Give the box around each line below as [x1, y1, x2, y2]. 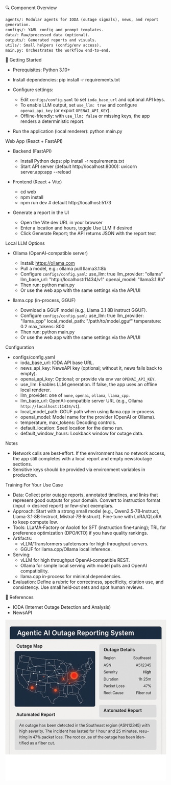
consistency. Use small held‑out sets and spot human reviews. [12, 584, 144, 590]
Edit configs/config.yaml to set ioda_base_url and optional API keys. [20, 97, 165, 102]
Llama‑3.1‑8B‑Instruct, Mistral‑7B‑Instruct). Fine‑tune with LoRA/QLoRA [12, 514, 162, 519]
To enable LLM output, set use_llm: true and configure [20, 102, 137, 108]
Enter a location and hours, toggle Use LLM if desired [20, 225, 133, 231]
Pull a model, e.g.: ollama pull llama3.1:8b [20, 266, 107, 271]
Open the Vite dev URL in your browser [20, 220, 103, 225]
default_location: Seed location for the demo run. [20, 425, 124, 431]
